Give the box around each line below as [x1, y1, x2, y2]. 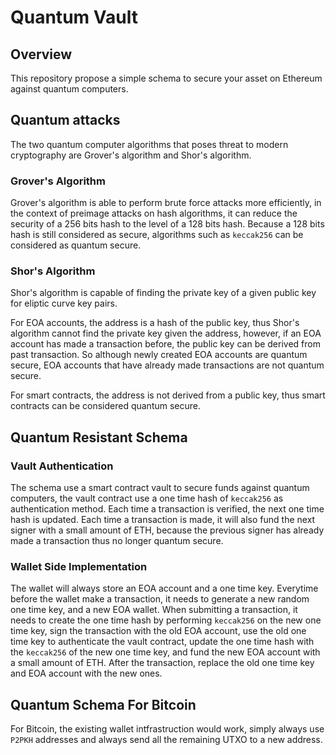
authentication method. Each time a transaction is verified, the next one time [10, 503, 325, 515]
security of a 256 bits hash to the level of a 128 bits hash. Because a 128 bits [10, 218, 325, 230]
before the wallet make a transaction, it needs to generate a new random [10, 593, 310, 605]
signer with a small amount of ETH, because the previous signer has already [10, 524, 325, 536]
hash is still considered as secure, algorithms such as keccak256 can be [10, 229, 304, 241]
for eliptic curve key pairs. [10, 297, 118, 310]
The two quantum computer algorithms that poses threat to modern [10, 138, 289, 150]
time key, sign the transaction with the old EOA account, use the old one [10, 625, 307, 637]
